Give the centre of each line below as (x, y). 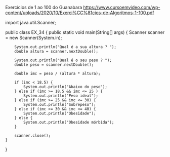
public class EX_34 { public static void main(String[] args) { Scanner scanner (85, 32)
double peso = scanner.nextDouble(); (54, 65)
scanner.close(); (33, 136)
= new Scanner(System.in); (34, 38)
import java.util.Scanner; (31, 23)
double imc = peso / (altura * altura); (57, 73)
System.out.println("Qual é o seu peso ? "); (63, 60)
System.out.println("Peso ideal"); (61, 96)
